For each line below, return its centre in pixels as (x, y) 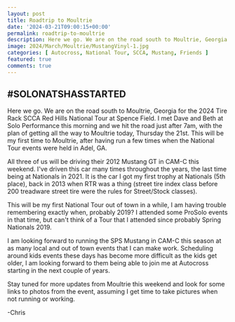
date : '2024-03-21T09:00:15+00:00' (59, 27)
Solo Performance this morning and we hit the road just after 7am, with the (115, 126)
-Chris (16, 313)
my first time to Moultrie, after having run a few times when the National (111, 141)
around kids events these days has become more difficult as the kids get (112, 255)
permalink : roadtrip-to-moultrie (56, 33)
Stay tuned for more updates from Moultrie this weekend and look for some (116, 284)
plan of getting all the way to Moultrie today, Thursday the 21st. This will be (116, 133)
